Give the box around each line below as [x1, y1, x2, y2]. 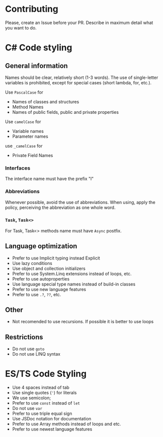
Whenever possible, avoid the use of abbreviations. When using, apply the [5, 199, 156, 205]
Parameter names [12, 133, 48, 139]
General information [5, 61, 68, 70]
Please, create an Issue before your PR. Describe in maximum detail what [5, 20, 153, 26]
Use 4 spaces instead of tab [12, 385, 70, 390]
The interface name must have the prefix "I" [5, 176, 94, 182]
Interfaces [5, 164, 30, 171]
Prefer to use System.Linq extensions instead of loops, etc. [12, 271, 132, 277]
